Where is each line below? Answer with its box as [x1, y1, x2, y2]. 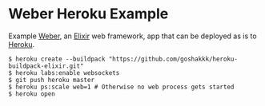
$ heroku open [8, 89, 56, 98]
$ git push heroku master [8, 76, 94, 84]
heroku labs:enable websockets [15, 69, 120, 77]
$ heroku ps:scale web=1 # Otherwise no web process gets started [8, 83, 235, 91]
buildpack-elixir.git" [8, 61, 84, 70]
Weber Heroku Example [8, 5, 169, 23]
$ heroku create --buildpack [8, 55, 106, 63]
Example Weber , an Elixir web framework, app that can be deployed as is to [8, 31, 258, 41]
